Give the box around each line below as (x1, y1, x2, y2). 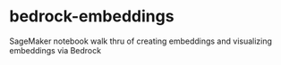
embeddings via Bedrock (9, 45, 101, 55)
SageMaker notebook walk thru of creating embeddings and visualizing (9, 36, 273, 46)
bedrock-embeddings (9, 6, 175, 27)
